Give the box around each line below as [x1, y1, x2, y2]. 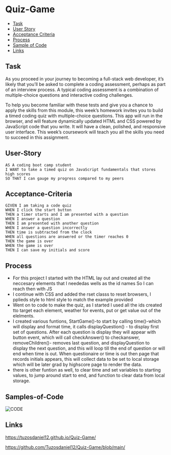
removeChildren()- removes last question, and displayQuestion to [12, 340, 150, 346]
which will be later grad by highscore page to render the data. [12, 361, 142, 367]
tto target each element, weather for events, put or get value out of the [12, 307, 161, 314]
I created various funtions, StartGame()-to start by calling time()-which [12, 318, 161, 324]
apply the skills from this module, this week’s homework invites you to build [5, 107, 163, 113]
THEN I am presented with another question [5, 221, 99, 226]
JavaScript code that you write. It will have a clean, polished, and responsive [5, 123, 166, 129]
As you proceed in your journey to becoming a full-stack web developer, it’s [5, 75, 164, 82]
